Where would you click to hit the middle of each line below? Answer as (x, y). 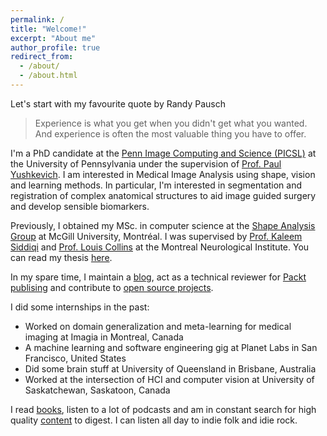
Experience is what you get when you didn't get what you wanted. (171, 123)
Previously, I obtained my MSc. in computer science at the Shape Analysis (163, 225)
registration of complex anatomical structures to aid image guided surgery (163, 195)
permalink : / (37, 19)
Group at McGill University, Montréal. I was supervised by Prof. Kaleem (156, 236)
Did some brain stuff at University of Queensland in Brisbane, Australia (170, 368)
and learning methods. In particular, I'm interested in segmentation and (156, 185)
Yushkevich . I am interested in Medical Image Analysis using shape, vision (163, 174)
